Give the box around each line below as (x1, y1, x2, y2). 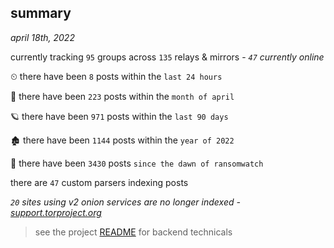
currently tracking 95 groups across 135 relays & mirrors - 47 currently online (10, 51, 325, 63)
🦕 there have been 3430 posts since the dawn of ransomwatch (10, 157, 264, 169)
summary (10, 5, 72, 22)
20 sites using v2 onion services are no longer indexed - (10, 196, 241, 208)
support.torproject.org (10, 206, 102, 218)
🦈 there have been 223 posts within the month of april (10, 90, 235, 102)
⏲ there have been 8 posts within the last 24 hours (10, 70, 223, 82)
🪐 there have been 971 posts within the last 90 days (10, 110, 229, 122)
